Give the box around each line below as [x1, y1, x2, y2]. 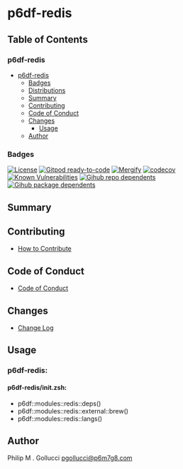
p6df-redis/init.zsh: [7, 383, 67, 391]
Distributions [28, 86, 66, 94]
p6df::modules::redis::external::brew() [17, 406, 129, 415]
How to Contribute [17, 244, 72, 253]
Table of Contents [7, 33, 89, 46]
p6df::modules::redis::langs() [17, 414, 103, 423]
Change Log [17, 324, 55, 332]
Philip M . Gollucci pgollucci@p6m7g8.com [7, 454, 133, 463]
